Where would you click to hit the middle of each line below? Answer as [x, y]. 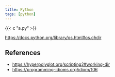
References [23, 52]
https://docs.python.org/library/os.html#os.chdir [53, 38]
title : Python [19, 10]
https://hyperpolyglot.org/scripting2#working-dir [61, 64]
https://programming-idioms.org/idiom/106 [55, 70]
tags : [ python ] [20, 14]
